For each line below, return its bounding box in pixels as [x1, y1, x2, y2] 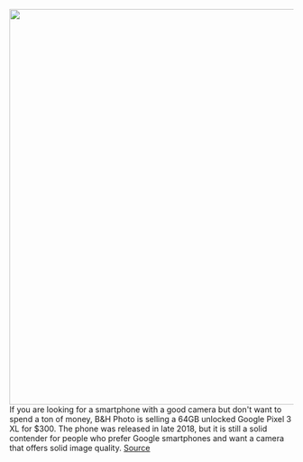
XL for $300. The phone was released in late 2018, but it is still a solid [9, 423, 268, 434]
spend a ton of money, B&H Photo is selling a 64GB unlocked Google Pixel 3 [9, 414, 292, 424]
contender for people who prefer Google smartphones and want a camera [9, 433, 285, 443]
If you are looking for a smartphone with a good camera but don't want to [9, 404, 282, 415]
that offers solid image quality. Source [9, 443, 151, 453]
